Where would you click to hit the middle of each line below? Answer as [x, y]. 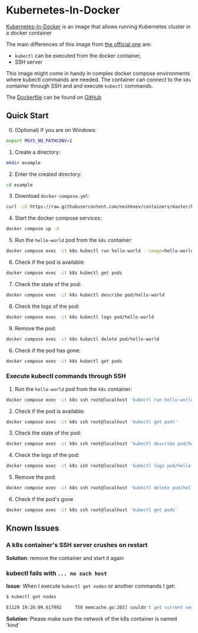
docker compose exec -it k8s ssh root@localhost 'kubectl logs [85, 466]
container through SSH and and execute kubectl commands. [80, 85]
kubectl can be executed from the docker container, [78, 55]
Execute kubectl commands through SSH [66, 376]
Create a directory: [37, 152]
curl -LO [17, 207]
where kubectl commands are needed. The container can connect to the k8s [99, 79]
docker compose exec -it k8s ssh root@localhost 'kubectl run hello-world [100, 400]
